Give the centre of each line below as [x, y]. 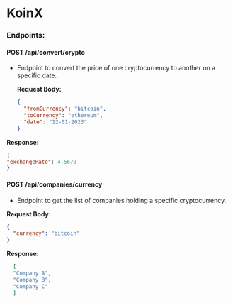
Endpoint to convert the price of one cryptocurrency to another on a [116, 68]
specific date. [37, 75]
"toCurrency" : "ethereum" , [63, 116]
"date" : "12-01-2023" [56, 122]
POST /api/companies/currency [55, 184]
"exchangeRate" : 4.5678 [42, 162]
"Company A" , [32, 274]
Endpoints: [26, 35]
